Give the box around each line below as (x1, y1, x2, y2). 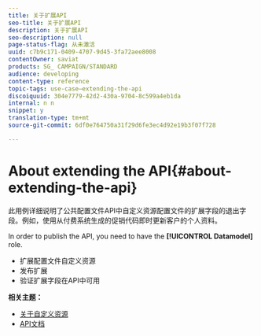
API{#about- (148, 162, 232, 179)
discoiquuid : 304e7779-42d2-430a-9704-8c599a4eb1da (8, 92, 181, 100)
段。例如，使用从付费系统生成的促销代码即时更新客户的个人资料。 (8, 216, 222, 225)
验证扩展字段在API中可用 (19, 275, 101, 285)
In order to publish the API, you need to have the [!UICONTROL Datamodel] (8, 231, 253, 241)
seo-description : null (8, 33, 83, 42)
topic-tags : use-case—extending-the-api (8, 84, 143, 93)
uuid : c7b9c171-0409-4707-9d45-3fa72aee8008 (8, 48, 156, 56)
